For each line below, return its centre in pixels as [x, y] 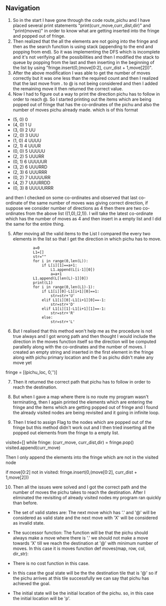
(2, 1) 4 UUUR [27, 145]
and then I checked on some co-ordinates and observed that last [72, 198]
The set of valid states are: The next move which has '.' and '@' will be [84, 512]
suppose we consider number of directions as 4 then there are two [74, 208]
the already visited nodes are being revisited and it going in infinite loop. [86, 412]
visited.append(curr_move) [33, 447]
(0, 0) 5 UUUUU [29, 151]
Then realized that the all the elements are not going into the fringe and [85, 41]
